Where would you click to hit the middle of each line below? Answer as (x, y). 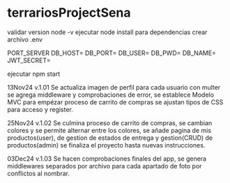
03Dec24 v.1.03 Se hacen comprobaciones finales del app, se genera (107, 159)
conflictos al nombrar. (39, 173)
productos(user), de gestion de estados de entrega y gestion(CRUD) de (110, 138)
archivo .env (25, 39)
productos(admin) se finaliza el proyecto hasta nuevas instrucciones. (106, 145)
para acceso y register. (40, 109)
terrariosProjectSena (69, 13)
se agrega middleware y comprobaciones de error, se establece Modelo (111, 95)
